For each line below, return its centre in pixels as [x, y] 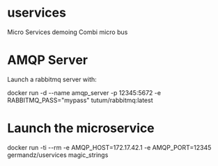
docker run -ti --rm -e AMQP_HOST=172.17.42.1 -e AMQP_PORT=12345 [109, 147]
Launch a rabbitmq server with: [52, 79]
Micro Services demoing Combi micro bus [68, 32]
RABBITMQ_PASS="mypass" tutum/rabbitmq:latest [80, 100]
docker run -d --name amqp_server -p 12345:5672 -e [84, 92]
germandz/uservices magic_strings [58, 155]
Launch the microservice [81, 128]
